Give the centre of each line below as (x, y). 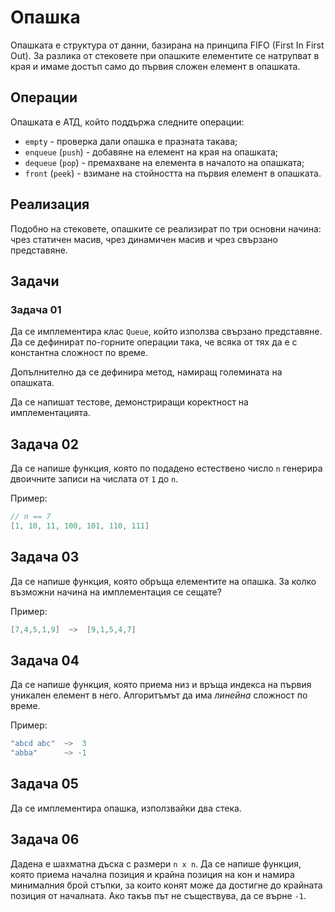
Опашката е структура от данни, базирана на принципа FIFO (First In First (167, 45)
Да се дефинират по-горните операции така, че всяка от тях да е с (154, 342)
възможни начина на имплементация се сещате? (116, 592)
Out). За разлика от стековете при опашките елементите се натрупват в (165, 55)
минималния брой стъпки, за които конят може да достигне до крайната (166, 885)
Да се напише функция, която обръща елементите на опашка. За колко (163, 581)
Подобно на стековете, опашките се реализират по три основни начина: (166, 228)
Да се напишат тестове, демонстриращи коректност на (129, 402)
